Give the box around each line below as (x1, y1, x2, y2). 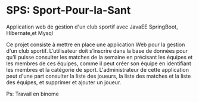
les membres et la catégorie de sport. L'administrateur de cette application (6, 66, 189, 73)
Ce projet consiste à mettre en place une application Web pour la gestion (6, 41, 185, 48)
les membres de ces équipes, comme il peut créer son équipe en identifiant (6, 60, 192, 67)
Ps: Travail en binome (6, 90, 60, 97)
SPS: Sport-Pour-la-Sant (6, 4, 131, 17)
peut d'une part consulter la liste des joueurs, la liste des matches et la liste (6, 72, 191, 79)
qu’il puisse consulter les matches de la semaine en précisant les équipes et (6, 53, 193, 60)
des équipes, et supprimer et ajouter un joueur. (6, 78, 122, 86)
